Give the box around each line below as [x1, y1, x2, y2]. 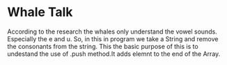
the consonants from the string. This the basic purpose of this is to [7, 42, 198, 50]
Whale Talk [7, 4, 73, 20]
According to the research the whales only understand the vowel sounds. [7, 27, 217, 36]
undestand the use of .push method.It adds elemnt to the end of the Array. [7, 50, 221, 58]
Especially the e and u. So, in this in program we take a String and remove [7, 34, 219, 43]
